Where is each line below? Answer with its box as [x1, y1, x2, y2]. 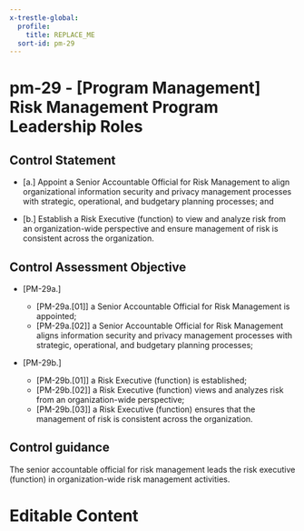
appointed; [35, 311, 77, 322]
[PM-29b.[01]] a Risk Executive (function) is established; [35, 375, 248, 386]
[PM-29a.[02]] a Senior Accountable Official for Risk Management [35, 320, 284, 332]
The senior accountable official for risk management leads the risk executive [9, 464, 296, 475]
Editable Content [9, 506, 139, 526]
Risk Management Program [9, 97, 220, 118]
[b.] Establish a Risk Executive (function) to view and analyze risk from [22, 214, 287, 225]
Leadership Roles [9, 116, 143, 137]
